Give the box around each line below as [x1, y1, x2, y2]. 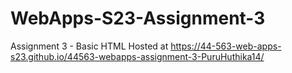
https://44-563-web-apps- [170, 40, 282, 52]
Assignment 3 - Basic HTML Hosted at [10, 40, 169, 52]
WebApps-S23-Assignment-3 [10, 7, 266, 30]
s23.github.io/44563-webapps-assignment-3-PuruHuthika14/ [10, 50, 265, 62]
